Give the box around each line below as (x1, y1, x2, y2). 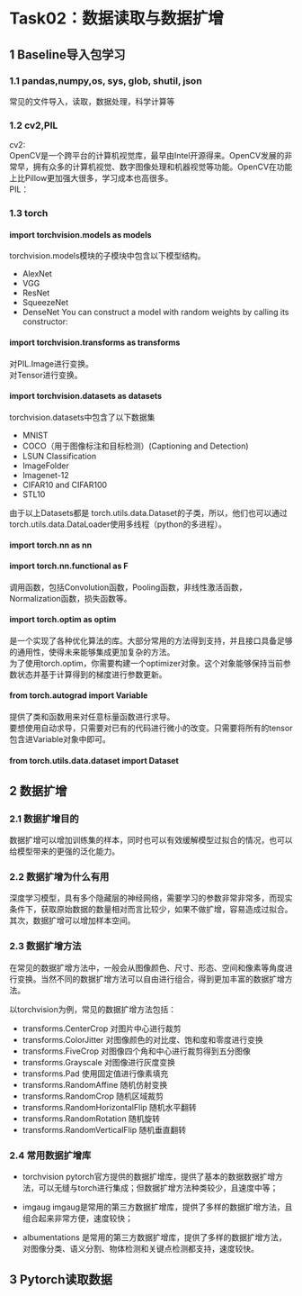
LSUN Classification (22, 450, 97, 461)
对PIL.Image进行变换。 (9, 358, 94, 369)
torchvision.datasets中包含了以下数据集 (9, 412, 155, 422)
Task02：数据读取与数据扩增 (9, 8, 225, 29)
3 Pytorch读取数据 (9, 1272, 112, 1288)
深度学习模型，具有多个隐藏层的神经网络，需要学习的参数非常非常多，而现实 (9, 893, 293, 903)
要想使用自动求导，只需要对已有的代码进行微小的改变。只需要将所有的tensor (9, 722, 293, 733)
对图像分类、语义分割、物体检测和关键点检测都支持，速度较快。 (22, 1244, 259, 1255)
